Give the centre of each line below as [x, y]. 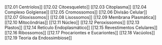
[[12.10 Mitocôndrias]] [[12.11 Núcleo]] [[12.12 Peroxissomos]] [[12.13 [72, 22]
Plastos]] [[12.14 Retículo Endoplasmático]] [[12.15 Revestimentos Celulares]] [81, 28]
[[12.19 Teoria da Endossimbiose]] [38, 38]
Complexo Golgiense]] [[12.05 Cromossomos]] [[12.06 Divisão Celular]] [76, 12]
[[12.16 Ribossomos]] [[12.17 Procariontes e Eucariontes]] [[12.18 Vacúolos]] [80, 33]
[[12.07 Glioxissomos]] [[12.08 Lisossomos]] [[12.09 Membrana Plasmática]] [81, 17]
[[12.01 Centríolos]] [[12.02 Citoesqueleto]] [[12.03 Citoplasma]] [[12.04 [76, 7]
